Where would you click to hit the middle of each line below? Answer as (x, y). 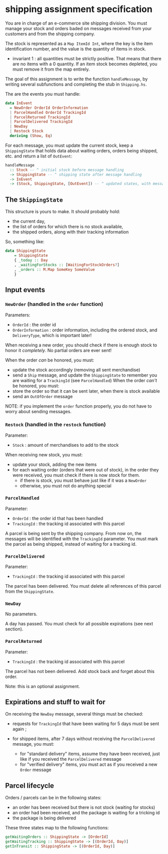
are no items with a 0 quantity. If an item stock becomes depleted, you (85, 64)
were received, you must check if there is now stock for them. (76, 475)
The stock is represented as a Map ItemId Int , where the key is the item (79, 43)
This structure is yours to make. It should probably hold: (63, 212)
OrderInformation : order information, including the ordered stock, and (85, 330)
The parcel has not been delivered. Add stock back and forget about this (80, 671)
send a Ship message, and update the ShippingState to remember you (85, 375)
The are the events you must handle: (43, 94)
